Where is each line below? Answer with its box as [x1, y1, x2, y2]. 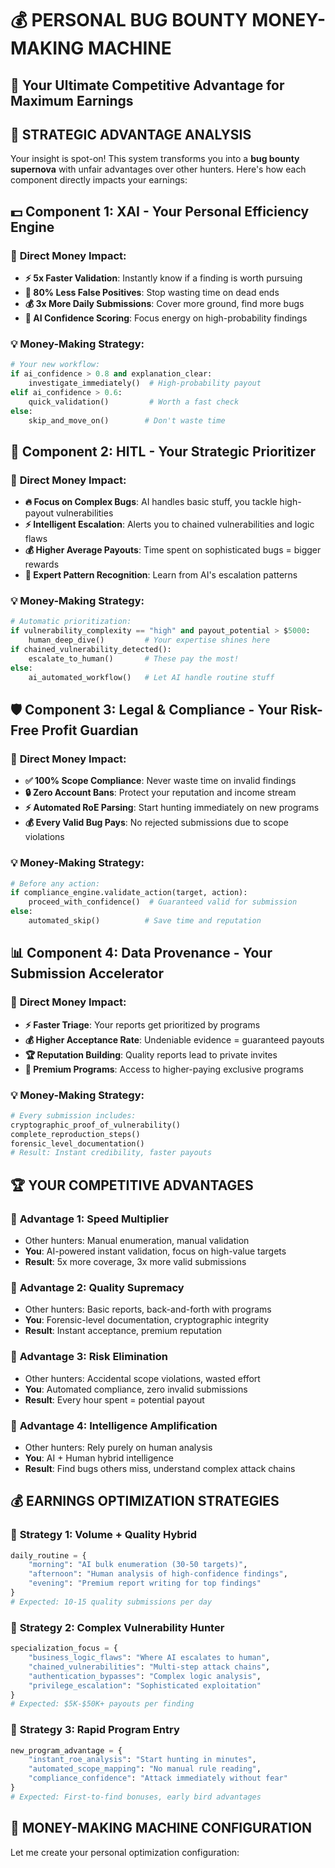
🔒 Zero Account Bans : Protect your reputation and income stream [24, 787, 297, 799]
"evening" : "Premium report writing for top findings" [28, 1578, 262, 1589]
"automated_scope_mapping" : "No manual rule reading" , [28, 1764, 262, 1774]
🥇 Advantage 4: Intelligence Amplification [10, 1418, 218, 1432]
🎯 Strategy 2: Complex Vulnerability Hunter [10, 1620, 225, 1634]
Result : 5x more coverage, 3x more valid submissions [24, 1256, 247, 1268]
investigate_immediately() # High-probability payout [28, 378, 262, 389]
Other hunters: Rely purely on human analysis [24, 1441, 213, 1453]
